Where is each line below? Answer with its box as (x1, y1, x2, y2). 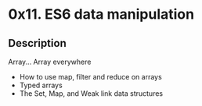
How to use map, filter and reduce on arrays (19, 72, 162, 81)
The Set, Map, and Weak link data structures (19, 89, 163, 98)
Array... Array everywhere (8, 57, 92, 66)
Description (8, 37, 67, 50)
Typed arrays (19, 80, 63, 90)
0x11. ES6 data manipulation (8, 5, 194, 23)
